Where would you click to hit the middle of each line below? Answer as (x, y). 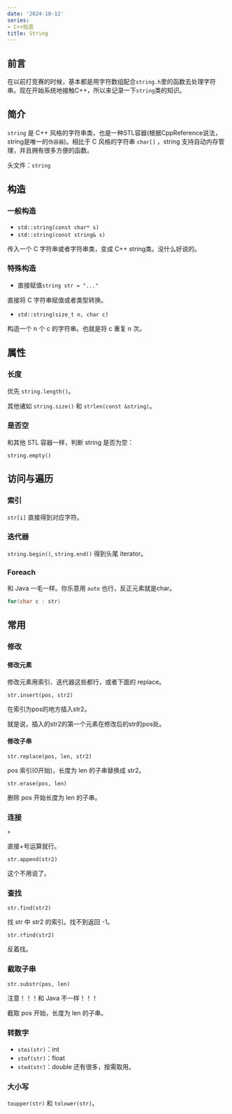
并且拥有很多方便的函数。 (56, 150)
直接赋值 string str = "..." (58, 285)
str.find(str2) (29, 908)
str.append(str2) (32, 860)
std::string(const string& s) (61, 235)
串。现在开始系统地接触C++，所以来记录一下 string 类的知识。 (96, 90)
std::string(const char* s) (58, 227)
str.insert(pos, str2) (40, 695)
